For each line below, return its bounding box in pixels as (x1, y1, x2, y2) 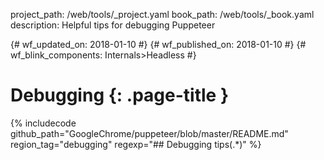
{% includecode (10, 117, 77, 129)
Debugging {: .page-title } (10, 84, 230, 107)
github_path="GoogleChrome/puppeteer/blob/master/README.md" (10, 127, 289, 139)
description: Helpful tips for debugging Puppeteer (10, 19, 216, 31)
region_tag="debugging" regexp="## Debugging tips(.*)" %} (10, 138, 262, 150)
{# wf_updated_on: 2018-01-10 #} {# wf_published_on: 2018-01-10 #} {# (10, 39, 307, 50)
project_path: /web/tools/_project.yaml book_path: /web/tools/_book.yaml (10, 9, 315, 20)
